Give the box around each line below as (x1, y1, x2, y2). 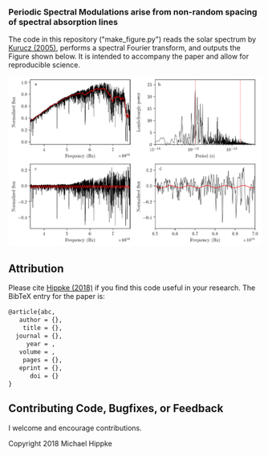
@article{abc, (8, 308, 56, 317)
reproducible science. (8, 60, 80, 70)
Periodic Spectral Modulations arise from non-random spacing (8, 6, 258, 18)
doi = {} (29, 372, 59, 381)
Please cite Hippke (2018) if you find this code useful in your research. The (8, 283, 256, 293)
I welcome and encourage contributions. (8, 423, 142, 433)
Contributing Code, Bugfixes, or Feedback (8, 402, 224, 415)
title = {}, (22, 324, 63, 333)
